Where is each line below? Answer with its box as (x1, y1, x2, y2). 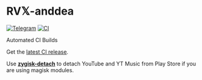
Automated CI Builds (6, 36, 58, 43)
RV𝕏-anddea (6, 4, 74, 18)
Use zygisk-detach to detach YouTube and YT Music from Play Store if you (6, 60, 197, 67)
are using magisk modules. (6, 66, 74, 74)
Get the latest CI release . (6, 48, 69, 56)
